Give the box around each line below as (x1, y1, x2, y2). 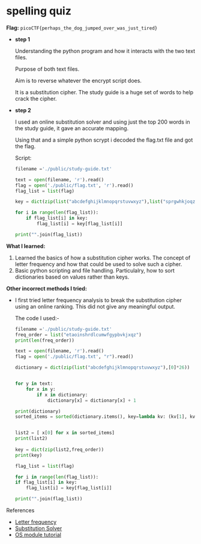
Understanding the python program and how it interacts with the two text (14, 47, 196, 55)
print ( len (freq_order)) (14, 337, 75, 343)
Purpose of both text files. (14, 65, 80, 73)
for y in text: (14, 381, 53, 387)
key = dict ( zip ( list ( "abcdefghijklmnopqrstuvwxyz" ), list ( (14, 199, 163, 205)
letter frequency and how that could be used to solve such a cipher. (14, 260, 182, 268)
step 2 (14, 106, 31, 113)
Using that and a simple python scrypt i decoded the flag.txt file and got (14, 136, 193, 144)
